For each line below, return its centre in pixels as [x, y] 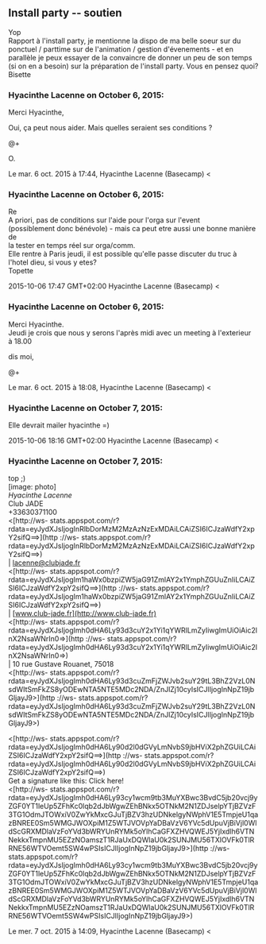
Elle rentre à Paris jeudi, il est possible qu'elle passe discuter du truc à [123, 254]
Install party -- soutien [65, 13]
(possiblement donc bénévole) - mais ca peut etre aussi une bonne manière [132, 229]
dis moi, [21, 356]
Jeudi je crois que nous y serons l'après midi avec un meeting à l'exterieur [130, 332]
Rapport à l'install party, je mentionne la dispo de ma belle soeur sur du [125, 41]
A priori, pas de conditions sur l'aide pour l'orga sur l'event [104, 220]
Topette [21, 271]
